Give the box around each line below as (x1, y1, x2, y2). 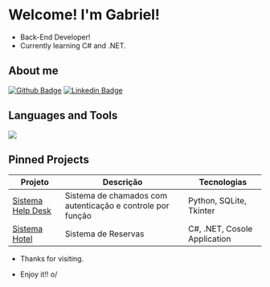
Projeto (20, 177, 50, 188)
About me (8, 64, 59, 78)
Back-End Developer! (19, 32, 91, 42)
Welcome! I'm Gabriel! (8, 6, 161, 24)
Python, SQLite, (188, 195, 247, 207)
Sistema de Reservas (64, 228, 145, 240)
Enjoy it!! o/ (19, 269, 58, 279)
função (64, 211, 92, 222)
